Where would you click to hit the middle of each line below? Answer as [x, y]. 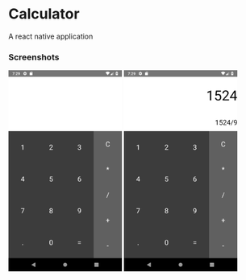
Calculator [44, 14]
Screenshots [34, 57]
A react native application [51, 36]
